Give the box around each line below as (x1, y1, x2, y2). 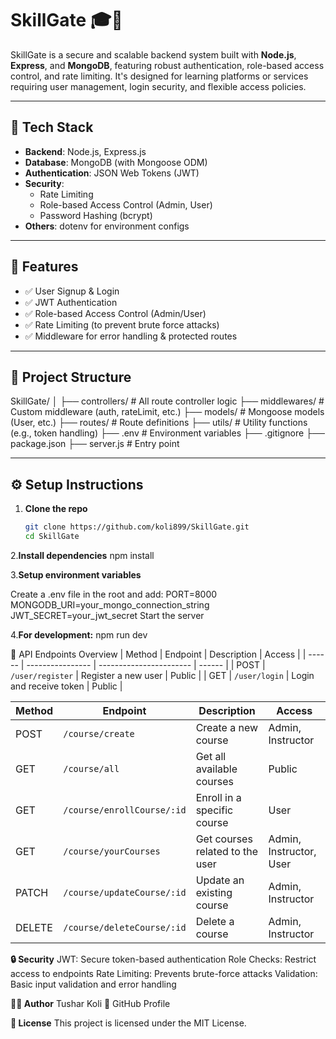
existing (195, 885, 233, 899)
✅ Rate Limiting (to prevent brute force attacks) (24, 318, 220, 331)
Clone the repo (24, 503, 88, 515)
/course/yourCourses (63, 845, 161, 857)
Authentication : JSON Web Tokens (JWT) (24, 167, 200, 179)
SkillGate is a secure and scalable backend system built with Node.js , (10, 48, 297, 61)
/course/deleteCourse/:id (63, 922, 187, 933)
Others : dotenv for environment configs (24, 220, 190, 232)
